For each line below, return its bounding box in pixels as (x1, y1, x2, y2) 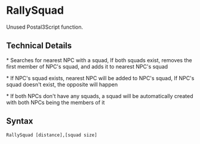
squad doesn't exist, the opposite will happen (6, 81, 118, 88)
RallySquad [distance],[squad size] (6, 132, 97, 138)
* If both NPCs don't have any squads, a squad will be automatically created (6, 92, 193, 99)
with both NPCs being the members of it (6, 99, 105, 106)
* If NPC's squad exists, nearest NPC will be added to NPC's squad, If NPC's (6, 74, 195, 81)
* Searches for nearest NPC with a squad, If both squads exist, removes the (6, 56, 192, 63)
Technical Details (6, 41, 72, 51)
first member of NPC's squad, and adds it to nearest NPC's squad (6, 63, 168, 70)
